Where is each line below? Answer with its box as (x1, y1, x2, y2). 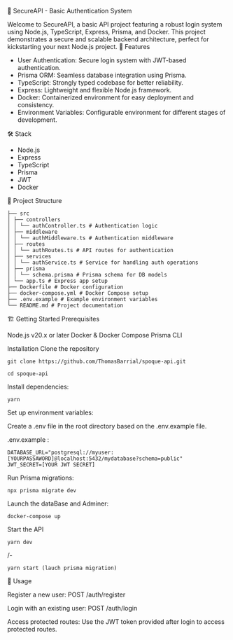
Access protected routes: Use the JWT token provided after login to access (7, 618, 225, 626)
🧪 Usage (7, 577, 32, 585)
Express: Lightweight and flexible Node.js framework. (17, 86, 172, 94)
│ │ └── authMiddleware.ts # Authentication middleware (7, 235, 174, 242)
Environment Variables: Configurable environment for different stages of (17, 109, 226, 116)
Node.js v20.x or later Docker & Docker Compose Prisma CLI (7, 331, 183, 339)
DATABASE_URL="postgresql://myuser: (7, 449, 114, 456)
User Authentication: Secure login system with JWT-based (17, 56, 187, 64)
